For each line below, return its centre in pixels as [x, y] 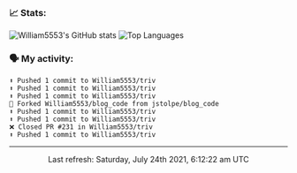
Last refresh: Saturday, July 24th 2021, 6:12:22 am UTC [148, 159]
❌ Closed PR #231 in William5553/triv [81, 127]
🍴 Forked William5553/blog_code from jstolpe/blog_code [114, 103]
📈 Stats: [28, 12]
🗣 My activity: [42, 59]
